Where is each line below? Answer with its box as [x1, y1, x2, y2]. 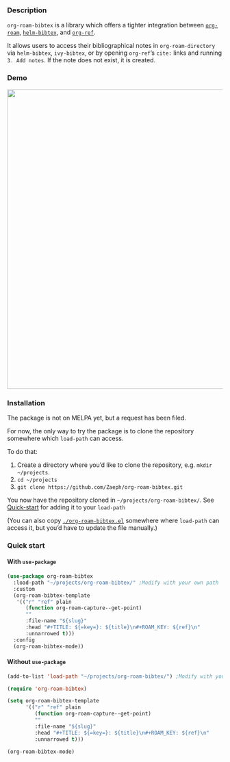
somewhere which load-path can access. [7, 434, 124, 442]
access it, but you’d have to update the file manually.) [7, 523, 157, 532]
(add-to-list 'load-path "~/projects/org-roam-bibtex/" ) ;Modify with [7, 673, 213, 680]
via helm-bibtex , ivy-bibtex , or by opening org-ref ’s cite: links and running [7, 49, 222, 57]
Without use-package [7, 658, 66, 666]
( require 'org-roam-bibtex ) [7, 685, 88, 692]
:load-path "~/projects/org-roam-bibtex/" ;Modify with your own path [13, 579, 219, 586]
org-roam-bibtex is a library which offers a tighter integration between [7, 21, 204, 29]
